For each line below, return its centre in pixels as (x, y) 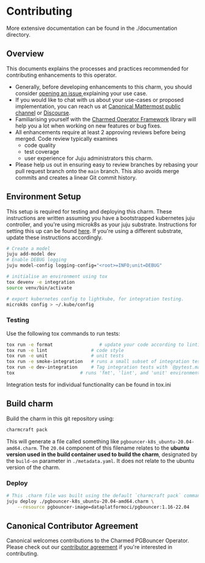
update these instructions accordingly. (55, 237)
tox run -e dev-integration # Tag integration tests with (87, 367)
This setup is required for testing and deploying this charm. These (89, 211)
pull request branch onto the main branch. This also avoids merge (97, 171)
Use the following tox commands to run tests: (63, 333)
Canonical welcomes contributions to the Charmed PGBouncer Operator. (98, 540)
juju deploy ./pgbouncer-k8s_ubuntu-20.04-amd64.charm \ (80, 501)
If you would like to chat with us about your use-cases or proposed (99, 99)
